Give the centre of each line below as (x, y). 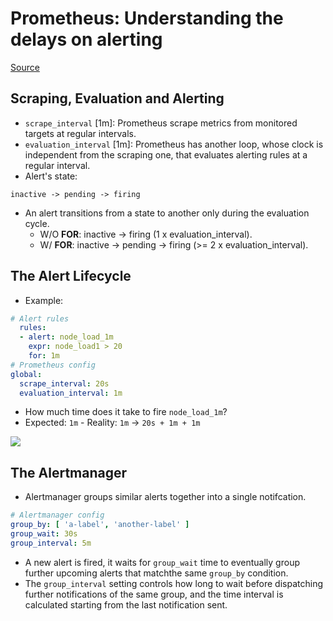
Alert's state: (51, 176)
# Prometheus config (53, 365)
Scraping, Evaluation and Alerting (117, 98)
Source (25, 67)
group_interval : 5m (51, 543)
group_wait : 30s (44, 534)
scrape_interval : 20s (64, 383)
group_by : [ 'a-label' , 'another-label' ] (100, 525)
